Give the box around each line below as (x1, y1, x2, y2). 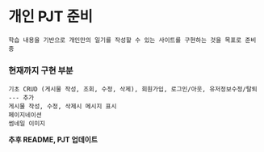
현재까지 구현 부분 (8, 65, 74, 76)
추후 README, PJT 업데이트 (8, 135, 98, 145)
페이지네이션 (8, 111, 42, 120)
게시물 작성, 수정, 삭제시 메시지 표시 (8, 103, 117, 111)
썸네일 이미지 (8, 120, 46, 128)
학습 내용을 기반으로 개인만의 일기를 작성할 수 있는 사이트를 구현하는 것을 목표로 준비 (8, 36, 257, 44)
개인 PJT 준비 (8, 7, 93, 26)
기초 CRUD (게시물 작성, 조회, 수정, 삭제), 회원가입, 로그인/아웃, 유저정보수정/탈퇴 (8, 86, 258, 94)
